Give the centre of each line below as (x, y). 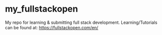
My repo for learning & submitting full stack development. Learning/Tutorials (81, 22)
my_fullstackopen (42, 9)
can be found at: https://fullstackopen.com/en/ (52, 27)
